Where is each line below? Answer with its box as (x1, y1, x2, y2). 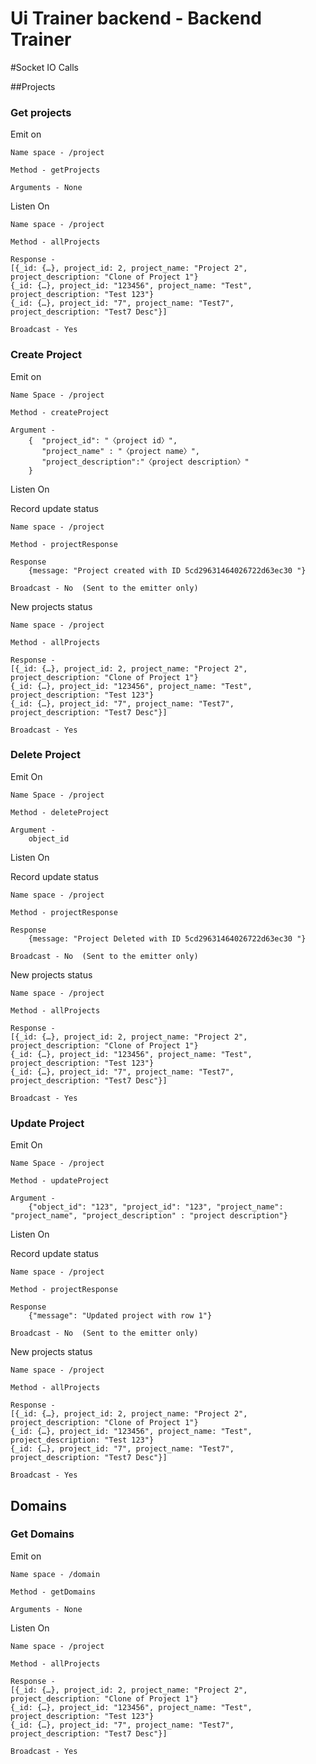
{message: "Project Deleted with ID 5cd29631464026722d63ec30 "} (28, 933, 307, 944)
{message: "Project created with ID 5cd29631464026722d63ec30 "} (28, 565, 307, 576)
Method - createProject (10, 407, 110, 417)
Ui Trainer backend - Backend (10, 7, 262, 30)
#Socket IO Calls (10, 61, 79, 73)
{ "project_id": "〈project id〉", (28, 435, 178, 446)
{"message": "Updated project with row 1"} (28, 1311, 213, 1321)
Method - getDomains (10, 1587, 97, 1597)
